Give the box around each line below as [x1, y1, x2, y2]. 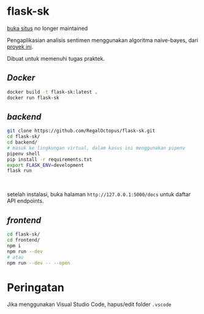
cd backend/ [7, 139, 37, 145]
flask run [7, 167, 32, 174]
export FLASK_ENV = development [7, 162, 85, 168]
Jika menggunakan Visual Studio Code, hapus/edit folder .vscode [7, 301, 172, 308]
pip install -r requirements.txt [7, 156, 93, 163]
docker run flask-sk [7, 94, 60, 101]
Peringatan [7, 280, 65, 294]
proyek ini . [7, 43, 34, 50]
